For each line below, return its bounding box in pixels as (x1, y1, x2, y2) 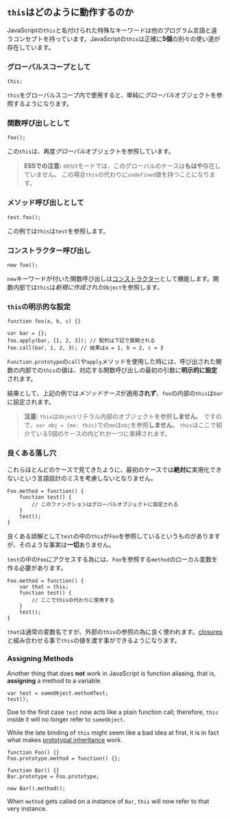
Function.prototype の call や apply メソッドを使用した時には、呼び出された (7, 358, 216, 366)
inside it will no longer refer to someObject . (7, 715, 125, 723)
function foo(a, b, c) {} (7, 318, 81, 325)
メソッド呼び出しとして (7, 198, 84, 207)
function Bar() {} (7, 767, 60, 774)
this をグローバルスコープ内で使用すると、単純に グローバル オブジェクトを (7, 91, 217, 100)
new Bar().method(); (7, 785, 66, 792)
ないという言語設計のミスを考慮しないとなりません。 (7, 474, 157, 482)
